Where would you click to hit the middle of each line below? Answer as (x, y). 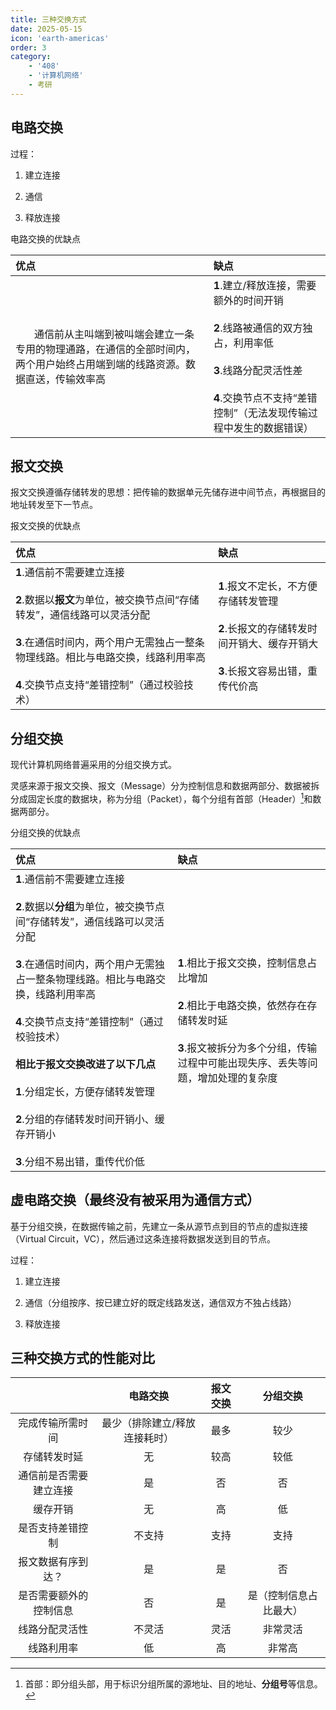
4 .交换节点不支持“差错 (265, 398)
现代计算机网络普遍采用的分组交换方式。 (93, 765)
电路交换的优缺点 (45, 238)
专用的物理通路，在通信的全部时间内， (106, 349)
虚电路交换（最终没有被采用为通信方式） (135, 1200)
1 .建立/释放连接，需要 (265, 285)
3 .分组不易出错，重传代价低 (80, 1161)
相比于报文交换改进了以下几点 (86, 1064)
